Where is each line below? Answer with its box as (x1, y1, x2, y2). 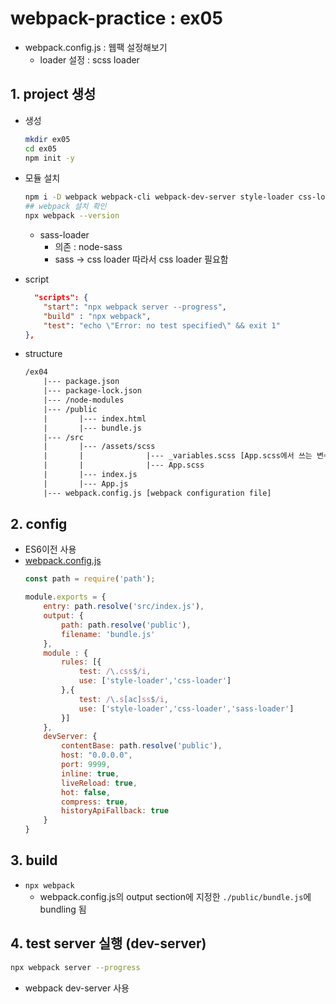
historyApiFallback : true (61, 806, 169, 816)
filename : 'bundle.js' (61, 629, 156, 639)
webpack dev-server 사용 (24, 982, 130, 994)
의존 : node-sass (54, 241, 123, 252)
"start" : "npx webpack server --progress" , (43, 302, 227, 312)
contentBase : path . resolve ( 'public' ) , (61, 741, 223, 751)
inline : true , (61, 768, 120, 779)
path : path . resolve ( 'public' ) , (61, 620, 192, 630)
